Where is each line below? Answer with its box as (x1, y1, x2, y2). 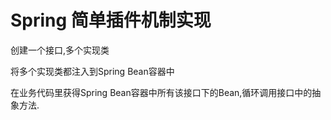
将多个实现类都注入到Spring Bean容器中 (10, 65, 175, 77)
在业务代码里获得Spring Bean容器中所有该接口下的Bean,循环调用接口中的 (10, 86, 313, 98)
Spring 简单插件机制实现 (10, 9, 212, 32)
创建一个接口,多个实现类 (10, 44, 110, 56)
